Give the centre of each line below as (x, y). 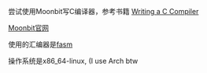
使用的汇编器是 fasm (41, 44)
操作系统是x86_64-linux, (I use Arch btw (73, 61)
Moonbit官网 (29, 28)
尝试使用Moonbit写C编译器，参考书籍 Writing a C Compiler (103, 11)
